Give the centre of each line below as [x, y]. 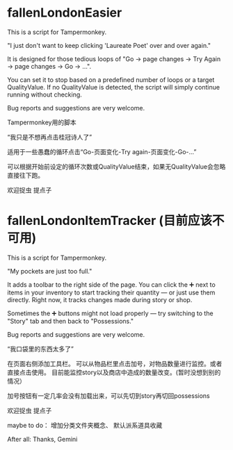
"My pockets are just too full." [50, 271]
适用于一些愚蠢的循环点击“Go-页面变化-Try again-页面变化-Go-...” [102, 151]
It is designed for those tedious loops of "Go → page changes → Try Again [114, 59]
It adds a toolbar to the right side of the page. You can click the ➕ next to [111, 284]
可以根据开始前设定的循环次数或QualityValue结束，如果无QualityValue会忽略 [116, 166]
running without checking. [45, 94]
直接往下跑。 [25, 175]
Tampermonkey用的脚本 [42, 122]
